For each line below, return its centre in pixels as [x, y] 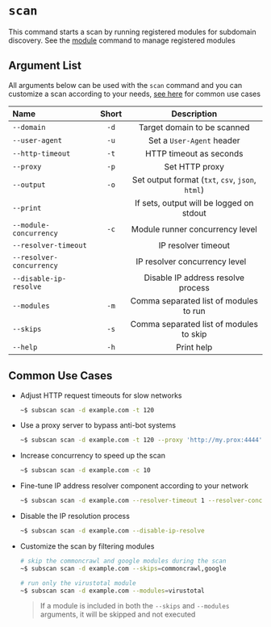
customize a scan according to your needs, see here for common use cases [134, 94]
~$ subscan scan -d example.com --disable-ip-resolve [112, 531]
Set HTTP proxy [194, 166]
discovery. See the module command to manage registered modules [122, 40]
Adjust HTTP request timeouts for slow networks [101, 395]
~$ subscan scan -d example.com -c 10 [85, 470]
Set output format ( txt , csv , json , [194, 179]
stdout [194, 213]
